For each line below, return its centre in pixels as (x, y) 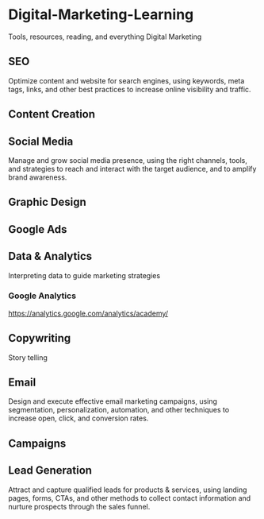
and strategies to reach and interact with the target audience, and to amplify (132, 168)
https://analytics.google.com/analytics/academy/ (88, 313)
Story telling (28, 357)
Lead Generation (50, 471)
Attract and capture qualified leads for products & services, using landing (128, 490)
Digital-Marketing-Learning (101, 15)
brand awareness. (38, 177)
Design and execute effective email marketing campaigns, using (113, 401)
